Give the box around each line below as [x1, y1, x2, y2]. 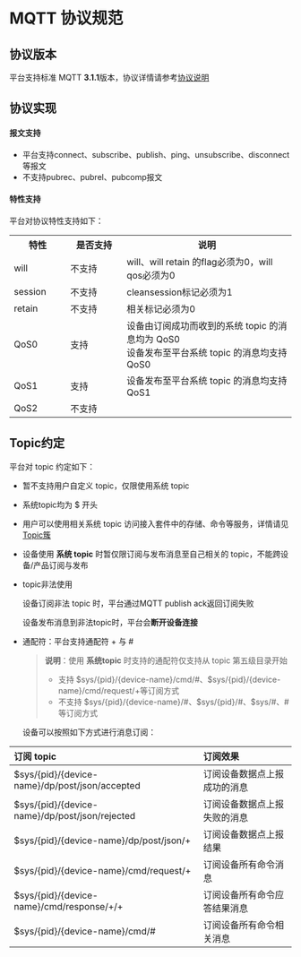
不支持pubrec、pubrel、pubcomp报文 [21, 171, 163, 182]
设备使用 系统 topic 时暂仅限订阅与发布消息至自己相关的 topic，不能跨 [21, 548, 281, 559]
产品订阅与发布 [32, 559, 89, 570]
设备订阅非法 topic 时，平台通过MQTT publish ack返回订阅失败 [21, 598, 254, 608]
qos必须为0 [126, 269, 176, 281]
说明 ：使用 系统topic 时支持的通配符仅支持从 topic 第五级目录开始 [44, 655, 288, 666]
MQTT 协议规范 [9, 8, 124, 29]
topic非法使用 [21, 579, 73, 590]
